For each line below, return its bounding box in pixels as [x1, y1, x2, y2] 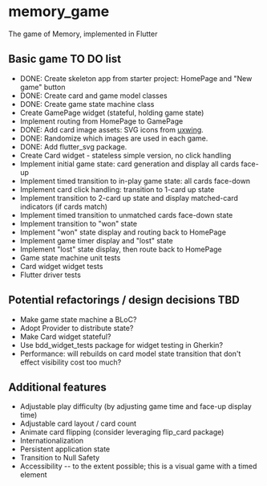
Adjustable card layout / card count [19, 419, 137, 428]
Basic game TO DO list [8, 52, 122, 66]
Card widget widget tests [19, 261, 103, 271]
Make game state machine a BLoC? [19, 314, 137, 324]
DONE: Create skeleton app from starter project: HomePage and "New [19, 73, 253, 83]
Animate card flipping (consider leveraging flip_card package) [19, 427, 225, 437]
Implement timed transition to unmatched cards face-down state [19, 210, 233, 219]
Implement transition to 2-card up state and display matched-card [19, 193, 239, 202]
